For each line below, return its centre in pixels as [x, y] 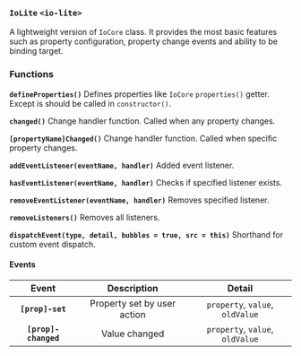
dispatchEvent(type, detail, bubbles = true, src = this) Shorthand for [146, 234]
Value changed [133, 334]
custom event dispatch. [52, 244]
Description [133, 288]
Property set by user [133, 303]
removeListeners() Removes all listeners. [85, 217]
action [133, 314]
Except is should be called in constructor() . [90, 103]
